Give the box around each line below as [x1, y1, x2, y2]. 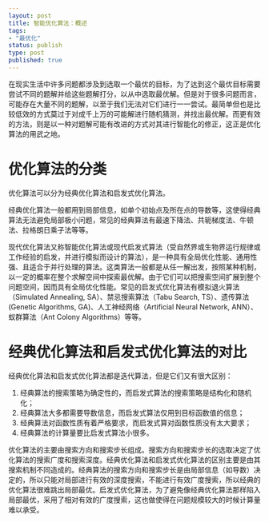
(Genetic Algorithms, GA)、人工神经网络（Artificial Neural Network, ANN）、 [8, 301, 258, 312]
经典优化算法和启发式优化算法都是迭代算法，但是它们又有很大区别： [8, 371, 233, 381]
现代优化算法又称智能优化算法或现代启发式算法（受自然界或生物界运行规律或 [8, 241, 261, 252]
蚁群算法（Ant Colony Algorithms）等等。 [8, 312, 147, 321]
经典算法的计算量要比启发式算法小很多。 [19, 428, 154, 437]
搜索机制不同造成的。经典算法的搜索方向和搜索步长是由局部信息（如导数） [8, 464, 254, 474]
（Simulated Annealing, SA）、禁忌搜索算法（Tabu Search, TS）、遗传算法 [8, 292, 250, 301]
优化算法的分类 [8, 161, 107, 178]
